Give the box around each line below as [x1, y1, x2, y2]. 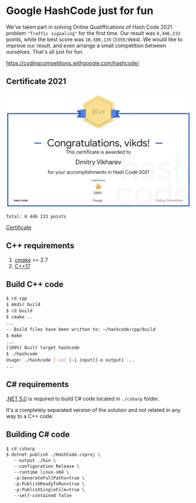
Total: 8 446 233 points [6, 213, 67, 220]
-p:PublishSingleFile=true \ [13, 487, 85, 492]
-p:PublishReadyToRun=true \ [13, 481, 85, 487]
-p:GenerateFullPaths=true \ [13, 475, 85, 481]
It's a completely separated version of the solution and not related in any [6, 406, 181, 413]
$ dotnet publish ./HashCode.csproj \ [6, 452, 101, 457]
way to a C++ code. [6, 412, 54, 419]
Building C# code [6, 429, 70, 439]
